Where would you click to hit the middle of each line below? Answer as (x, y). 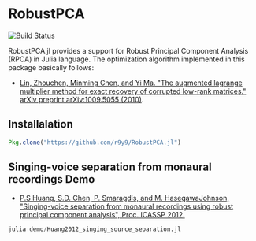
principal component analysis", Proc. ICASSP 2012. (102, 215)
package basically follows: (51, 67)
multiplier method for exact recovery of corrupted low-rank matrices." (133, 91)
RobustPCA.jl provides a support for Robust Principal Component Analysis (128, 50)
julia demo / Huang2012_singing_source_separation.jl (95, 229)
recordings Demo (52, 179)
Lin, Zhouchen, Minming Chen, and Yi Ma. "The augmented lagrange (131, 83)
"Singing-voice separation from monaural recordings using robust (126, 206)
